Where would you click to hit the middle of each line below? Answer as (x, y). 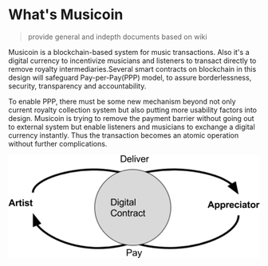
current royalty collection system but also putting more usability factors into (133, 110)
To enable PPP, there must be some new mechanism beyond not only (122, 101)
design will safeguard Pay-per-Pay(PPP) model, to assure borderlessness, (130, 77)
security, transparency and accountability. (77, 86)
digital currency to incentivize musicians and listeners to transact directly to (132, 61)
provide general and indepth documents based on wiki (117, 37)
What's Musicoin (66, 15)
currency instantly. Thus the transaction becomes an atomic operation (124, 135)
